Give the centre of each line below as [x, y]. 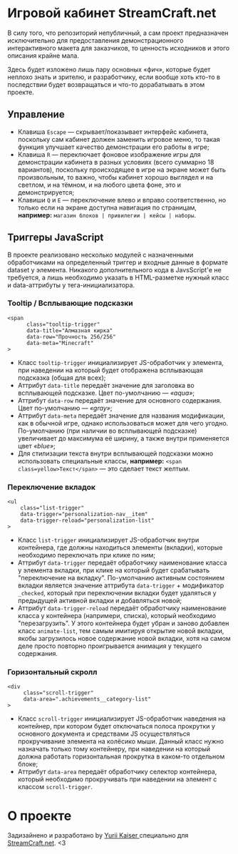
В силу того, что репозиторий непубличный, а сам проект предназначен [118, 33]
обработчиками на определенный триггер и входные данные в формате [118, 262]
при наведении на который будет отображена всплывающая [110, 370]
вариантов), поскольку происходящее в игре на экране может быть [122, 170]
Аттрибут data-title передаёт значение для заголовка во [106, 385]
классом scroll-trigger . [55, 787]
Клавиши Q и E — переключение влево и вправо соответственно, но [122, 200]
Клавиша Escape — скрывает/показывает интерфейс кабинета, [113, 132]
